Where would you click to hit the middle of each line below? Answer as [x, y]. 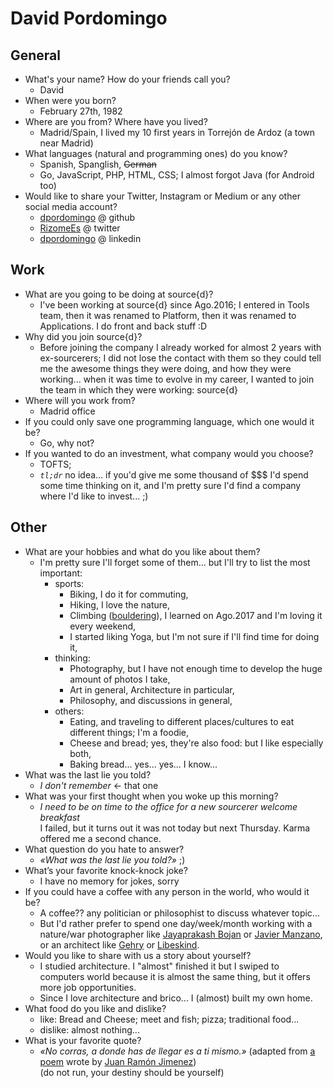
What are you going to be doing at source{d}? [119, 294]
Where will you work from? [80, 400]
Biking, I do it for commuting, [129, 594]
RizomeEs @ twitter [80, 228]
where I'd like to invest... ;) [94, 496]
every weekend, [103, 626]
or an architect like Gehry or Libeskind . [119, 944]
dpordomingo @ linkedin [90, 238]
